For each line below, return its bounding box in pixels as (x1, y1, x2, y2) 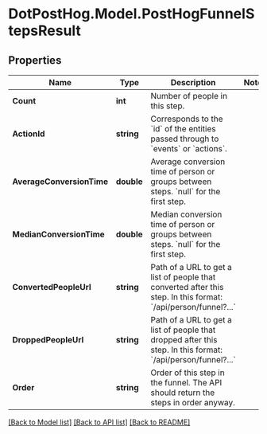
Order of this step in (150, 367, 225, 378)
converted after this (150, 282, 224, 292)
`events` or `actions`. (150, 143, 228, 154)
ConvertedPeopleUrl (12, 282, 91, 292)
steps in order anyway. (150, 397, 236, 408)
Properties (8, 53, 62, 67)
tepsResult (8, 22, 82, 40)
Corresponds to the (150, 113, 223, 124)
